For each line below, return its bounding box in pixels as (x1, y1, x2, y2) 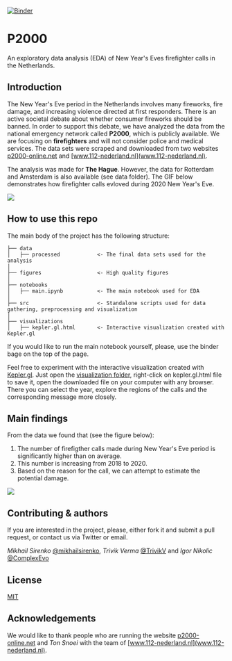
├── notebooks (7, 281, 48, 288)
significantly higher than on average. (17, 452, 123, 460)
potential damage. (17, 474, 69, 482)
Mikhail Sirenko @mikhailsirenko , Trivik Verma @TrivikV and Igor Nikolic (7, 546, 213, 555)
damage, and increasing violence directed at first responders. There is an (7, 107, 217, 115)
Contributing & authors (7, 507, 109, 519)
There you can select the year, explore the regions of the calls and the (7, 385, 208, 393)
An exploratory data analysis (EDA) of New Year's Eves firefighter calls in (7, 54, 216, 62)
